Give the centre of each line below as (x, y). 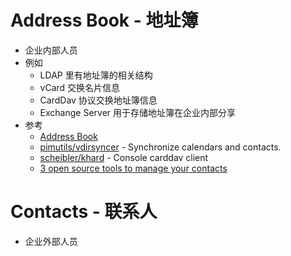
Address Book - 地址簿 (104, 20)
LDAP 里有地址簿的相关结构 (96, 75)
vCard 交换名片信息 (80, 87)
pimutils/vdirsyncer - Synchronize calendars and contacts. (160, 147)
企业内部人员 (51, 50)
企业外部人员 (51, 241)
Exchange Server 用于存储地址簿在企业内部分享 (138, 112)
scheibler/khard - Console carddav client (124, 157)
